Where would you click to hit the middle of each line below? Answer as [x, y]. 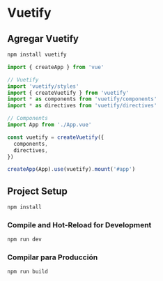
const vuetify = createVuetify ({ [56, 137]
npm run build [28, 272]
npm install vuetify [37, 54]
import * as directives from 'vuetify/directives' [82, 106]
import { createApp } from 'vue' [56, 67]
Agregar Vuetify [43, 39]
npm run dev [24, 240]
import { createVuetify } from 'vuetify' [68, 93]
